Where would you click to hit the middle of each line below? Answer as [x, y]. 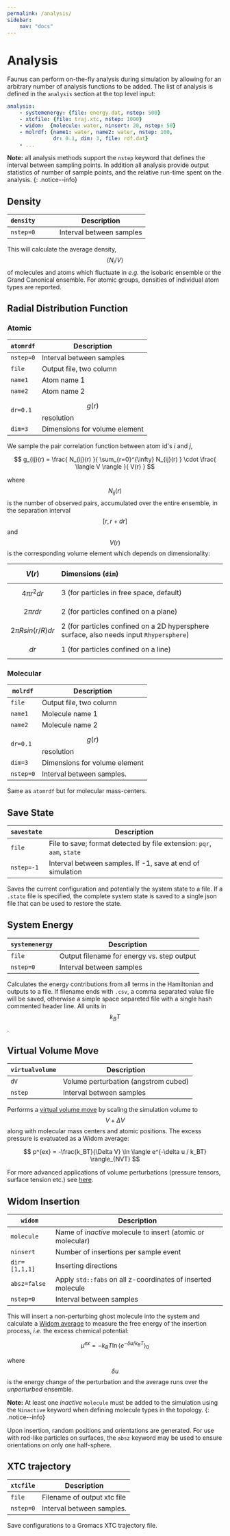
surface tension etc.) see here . [50, 1180]
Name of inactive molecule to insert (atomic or [130, 1232]
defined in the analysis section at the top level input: [81, 94]
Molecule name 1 [70, 714]
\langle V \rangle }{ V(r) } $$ [115, 466]
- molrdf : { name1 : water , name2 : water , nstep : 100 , [96, 132]
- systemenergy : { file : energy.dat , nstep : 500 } [90, 113]
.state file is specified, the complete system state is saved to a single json [112, 896]
